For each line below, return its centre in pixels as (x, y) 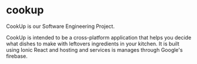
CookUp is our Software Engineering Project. (60, 26)
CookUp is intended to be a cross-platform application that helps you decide (99, 37)
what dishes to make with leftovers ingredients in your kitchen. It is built (93, 44)
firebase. (17, 56)
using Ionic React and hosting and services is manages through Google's (95, 49)
